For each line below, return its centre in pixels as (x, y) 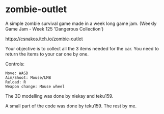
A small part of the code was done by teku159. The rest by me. (71, 106)
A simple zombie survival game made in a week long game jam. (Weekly (81, 23)
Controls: (15, 64)
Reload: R (16, 82)
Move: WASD (17, 73)
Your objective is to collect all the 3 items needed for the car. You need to (82, 48)
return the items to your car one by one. (47, 54)
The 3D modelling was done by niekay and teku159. (59, 96)
